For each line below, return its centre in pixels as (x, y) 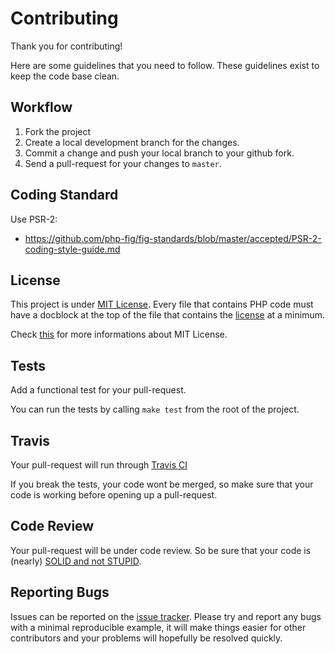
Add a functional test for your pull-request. (98, 390)
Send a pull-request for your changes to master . (123, 163)
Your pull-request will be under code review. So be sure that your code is (161, 550)
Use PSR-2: (34, 219)
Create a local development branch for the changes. (132, 142)
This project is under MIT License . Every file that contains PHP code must (162, 304)
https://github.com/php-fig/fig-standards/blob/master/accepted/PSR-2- (173, 238)
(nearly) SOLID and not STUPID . (76, 561)
